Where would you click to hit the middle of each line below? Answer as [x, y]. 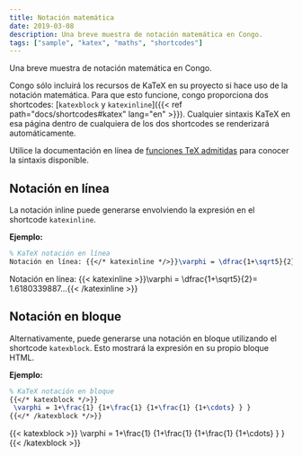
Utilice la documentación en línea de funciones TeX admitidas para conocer [149, 151]
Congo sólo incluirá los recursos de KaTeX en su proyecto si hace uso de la [149, 85]
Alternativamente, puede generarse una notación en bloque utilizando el [143, 338]
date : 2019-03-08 [42, 26]
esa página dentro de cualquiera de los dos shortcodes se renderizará [139, 124]
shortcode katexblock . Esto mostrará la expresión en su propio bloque [139, 347]
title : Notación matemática [62, 18]
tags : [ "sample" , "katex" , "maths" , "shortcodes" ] [106, 43]
